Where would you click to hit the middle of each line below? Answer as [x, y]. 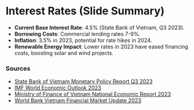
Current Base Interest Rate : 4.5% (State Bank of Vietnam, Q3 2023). [99, 27]
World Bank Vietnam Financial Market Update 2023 [78, 100]
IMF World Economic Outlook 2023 [58, 88]
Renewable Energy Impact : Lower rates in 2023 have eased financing [101, 47]
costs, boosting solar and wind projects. [64, 53]
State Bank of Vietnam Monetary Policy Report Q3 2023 [83, 81]
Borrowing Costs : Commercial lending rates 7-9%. [77, 33]
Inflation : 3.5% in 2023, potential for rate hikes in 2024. [83, 40]
